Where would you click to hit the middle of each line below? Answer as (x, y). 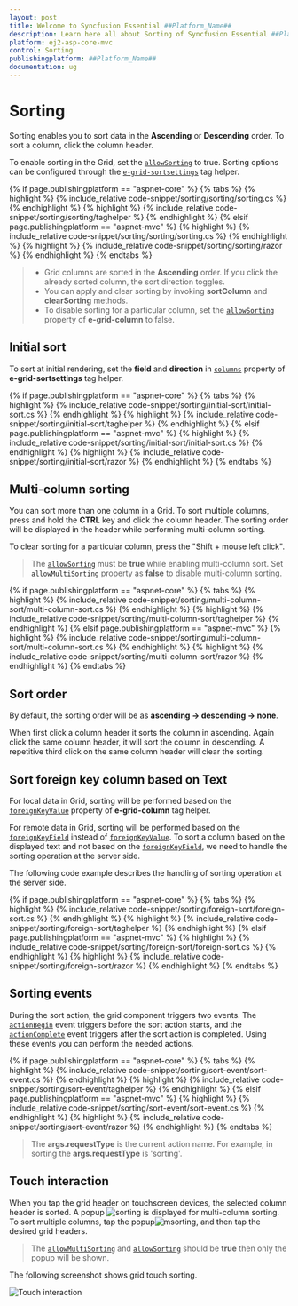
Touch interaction (59, 1181)
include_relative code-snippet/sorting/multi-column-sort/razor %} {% (136, 657)
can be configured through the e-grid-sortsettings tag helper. (125, 171)
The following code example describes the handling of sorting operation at (145, 873)
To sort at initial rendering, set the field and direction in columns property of (147, 369)
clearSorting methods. (86, 300)
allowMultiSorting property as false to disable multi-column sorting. (157, 573)
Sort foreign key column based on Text (118, 780)
